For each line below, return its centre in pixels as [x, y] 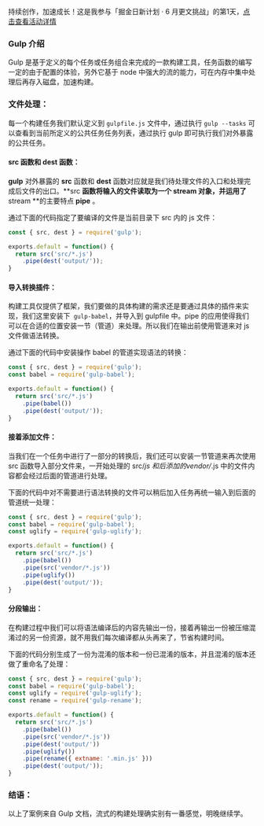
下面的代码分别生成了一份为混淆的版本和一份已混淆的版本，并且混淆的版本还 [132, 654]
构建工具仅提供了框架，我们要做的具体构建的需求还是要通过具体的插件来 [125, 306]
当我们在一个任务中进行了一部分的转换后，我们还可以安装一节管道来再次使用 [132, 455]
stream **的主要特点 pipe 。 [54, 201]
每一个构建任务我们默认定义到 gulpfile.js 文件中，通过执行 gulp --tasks [127, 123]
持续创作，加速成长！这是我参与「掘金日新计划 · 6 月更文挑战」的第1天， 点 [129, 11]
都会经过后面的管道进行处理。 [63, 475]
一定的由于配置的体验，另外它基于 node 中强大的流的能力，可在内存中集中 [128, 72]
